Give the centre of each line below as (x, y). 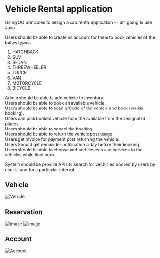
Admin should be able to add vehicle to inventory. (55, 97)
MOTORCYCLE (27, 83)
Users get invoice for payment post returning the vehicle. (62, 139)
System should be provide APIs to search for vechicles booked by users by (80, 164)
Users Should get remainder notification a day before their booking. (73, 144)
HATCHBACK (25, 52)
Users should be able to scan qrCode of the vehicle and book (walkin (74, 108)
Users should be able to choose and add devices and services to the (74, 150)
